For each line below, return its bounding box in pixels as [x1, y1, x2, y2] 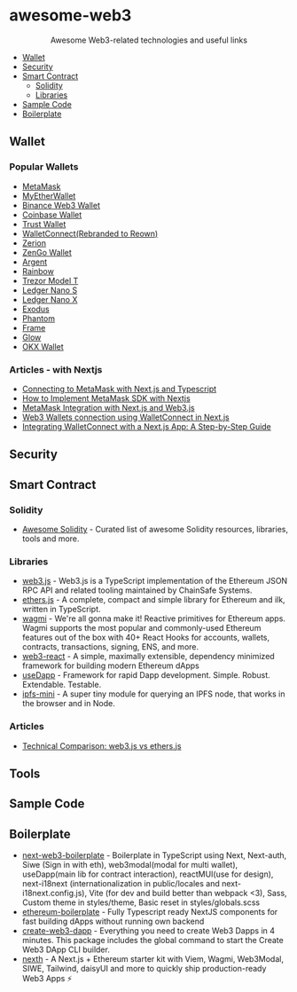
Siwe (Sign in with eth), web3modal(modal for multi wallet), [21, 860, 238, 870]
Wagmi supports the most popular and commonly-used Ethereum [21, 623, 262, 634]
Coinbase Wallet [21, 209, 82, 220]
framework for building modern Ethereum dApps [21, 660, 199, 671]
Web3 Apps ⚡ [21, 973, 73, 984]
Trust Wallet [21, 218, 66, 229]
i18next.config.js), [21, 888, 87, 899]
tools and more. [21, 533, 80, 544]
